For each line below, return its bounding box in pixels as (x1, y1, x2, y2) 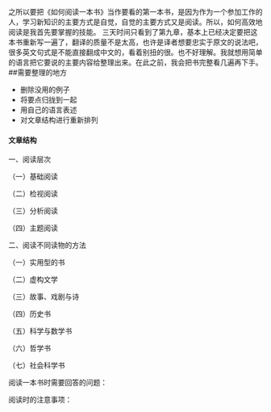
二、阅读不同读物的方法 (8, 241, 86, 250)
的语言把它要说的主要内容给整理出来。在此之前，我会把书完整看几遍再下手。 (8, 57, 263, 67)
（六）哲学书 (8, 343, 51, 353)
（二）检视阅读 (8, 189, 58, 199)
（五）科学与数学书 (8, 326, 73, 336)
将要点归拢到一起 (19, 95, 77, 104)
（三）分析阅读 (8, 206, 58, 216)
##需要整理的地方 (8, 68, 67, 77)
